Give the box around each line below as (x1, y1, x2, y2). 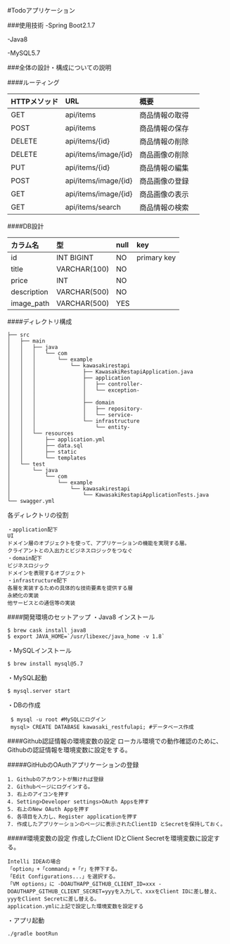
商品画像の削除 (139, 150, 189, 160)
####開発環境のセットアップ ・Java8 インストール (7, 613, 155, 621)
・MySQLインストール (7, 646, 72, 654)
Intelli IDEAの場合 (7, 858, 61, 865)
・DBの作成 (7, 701, 41, 709)
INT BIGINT (56, 253, 94, 262)
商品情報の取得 (139, 110, 189, 120)
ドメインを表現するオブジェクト (7, 570, 87, 577)
